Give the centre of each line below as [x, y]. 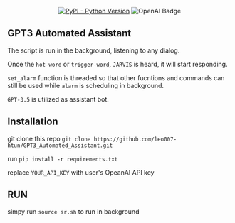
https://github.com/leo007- [135, 139]
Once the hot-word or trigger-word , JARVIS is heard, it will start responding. [117, 64]
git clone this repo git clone [49, 138]
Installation [33, 122]
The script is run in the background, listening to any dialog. [94, 50]
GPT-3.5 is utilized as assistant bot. [58, 99]
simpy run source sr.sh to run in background [73, 212]
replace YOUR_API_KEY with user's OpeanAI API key [81, 172]
